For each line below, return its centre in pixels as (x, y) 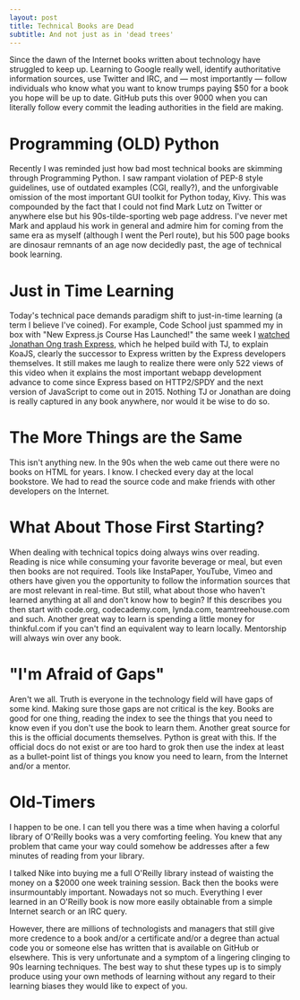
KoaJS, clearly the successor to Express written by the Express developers (148, 354)
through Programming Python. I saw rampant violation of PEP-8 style (137, 178)
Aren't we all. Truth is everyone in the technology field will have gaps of (141, 699)
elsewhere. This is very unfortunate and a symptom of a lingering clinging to (150, 957)
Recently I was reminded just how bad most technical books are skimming (146, 169)
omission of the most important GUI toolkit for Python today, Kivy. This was (148, 197)
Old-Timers (52, 802)
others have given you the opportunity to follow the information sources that (150, 581)
